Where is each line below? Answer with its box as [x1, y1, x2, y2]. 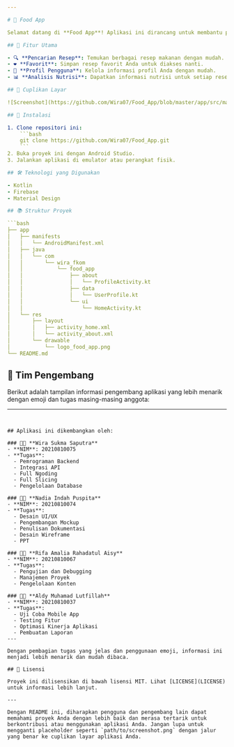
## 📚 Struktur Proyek [7, 208, 72, 215]
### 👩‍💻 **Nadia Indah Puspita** [7, 495, 101, 502]
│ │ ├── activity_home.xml [7, 324, 111, 331]
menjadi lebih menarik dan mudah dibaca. [7, 654, 130, 661]
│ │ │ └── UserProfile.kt [7, 291, 139, 298]
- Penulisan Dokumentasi [13, 525, 86, 532]
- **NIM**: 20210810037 [7, 599, 77, 606]
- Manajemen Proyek [13, 574, 70, 581]
